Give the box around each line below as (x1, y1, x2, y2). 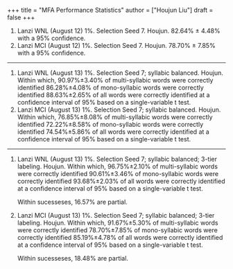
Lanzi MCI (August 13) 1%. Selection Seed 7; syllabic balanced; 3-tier (17, 211, 215, 219)
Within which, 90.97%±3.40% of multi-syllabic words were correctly (17, 76, 214, 84)
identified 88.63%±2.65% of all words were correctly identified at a (17, 91, 210, 99)
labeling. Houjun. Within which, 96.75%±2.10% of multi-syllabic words (17, 162, 218, 171)
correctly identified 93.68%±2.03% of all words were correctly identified (17, 177, 225, 185)
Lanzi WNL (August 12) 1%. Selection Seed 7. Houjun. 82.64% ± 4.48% (17, 27, 221, 35)
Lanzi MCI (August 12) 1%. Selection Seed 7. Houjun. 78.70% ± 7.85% (17, 42, 216, 49)
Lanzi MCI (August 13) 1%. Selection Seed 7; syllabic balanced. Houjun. (17, 105, 221, 114)
